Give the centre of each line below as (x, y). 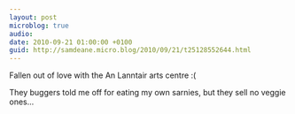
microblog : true (39, 26)
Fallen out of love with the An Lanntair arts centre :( (103, 75)
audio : (21, 34)
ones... (22, 102)
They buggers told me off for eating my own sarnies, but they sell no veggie (147, 93)
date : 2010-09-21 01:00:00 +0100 (71, 42)
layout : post (33, 17)
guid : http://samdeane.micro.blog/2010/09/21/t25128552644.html (130, 50)
